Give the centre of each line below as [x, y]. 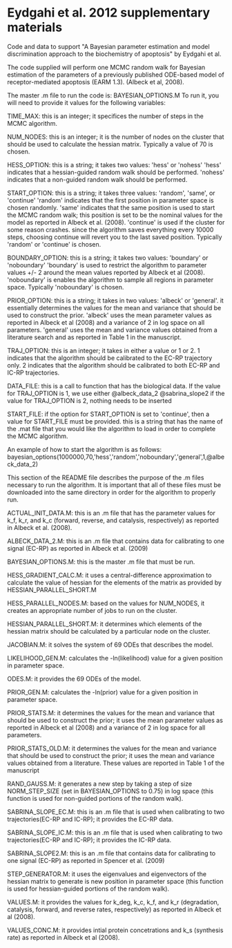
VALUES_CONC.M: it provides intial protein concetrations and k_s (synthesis [115, 930]
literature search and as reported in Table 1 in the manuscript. [94, 337]
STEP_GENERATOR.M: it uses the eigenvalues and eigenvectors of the [107, 874]
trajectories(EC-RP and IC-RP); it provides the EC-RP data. [90, 819]
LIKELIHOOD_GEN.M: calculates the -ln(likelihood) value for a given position [115, 658]
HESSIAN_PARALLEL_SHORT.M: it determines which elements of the [105, 624]
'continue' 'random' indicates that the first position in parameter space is [110, 200]
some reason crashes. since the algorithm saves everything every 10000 [110, 229]
